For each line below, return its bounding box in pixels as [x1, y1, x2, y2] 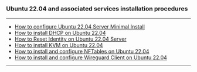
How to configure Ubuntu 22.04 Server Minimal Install [14, 23, 145, 30]
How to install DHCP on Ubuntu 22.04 [14, 30, 106, 37]
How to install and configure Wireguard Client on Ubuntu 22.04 [14, 54, 167, 61]
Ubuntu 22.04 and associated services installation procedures [6, 5, 188, 13]
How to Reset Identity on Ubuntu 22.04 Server [14, 35, 127, 42]
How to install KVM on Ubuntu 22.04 [14, 42, 104, 49]
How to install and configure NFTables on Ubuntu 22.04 [14, 48, 150, 55]
